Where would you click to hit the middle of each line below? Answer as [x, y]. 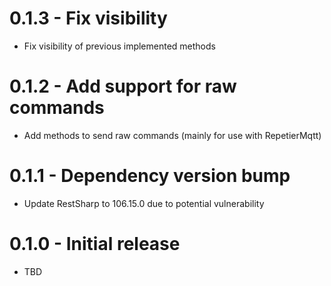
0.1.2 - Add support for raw [123, 86]
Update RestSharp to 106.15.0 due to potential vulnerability [144, 203]
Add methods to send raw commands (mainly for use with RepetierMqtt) [172, 135]
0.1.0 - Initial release [95, 244]
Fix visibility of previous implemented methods [119, 46]
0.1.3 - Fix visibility [88, 18]
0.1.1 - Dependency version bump [150, 176]
